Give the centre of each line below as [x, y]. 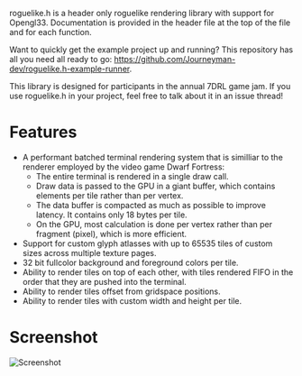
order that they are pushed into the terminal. [104, 281]
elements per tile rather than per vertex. [110, 195]
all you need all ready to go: [61, 59]
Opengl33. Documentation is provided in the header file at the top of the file [150, 23]
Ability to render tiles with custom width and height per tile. [132, 300]
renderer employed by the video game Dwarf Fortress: [124, 167]
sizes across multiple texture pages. [89, 252]
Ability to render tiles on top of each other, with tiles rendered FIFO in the [158, 272]
